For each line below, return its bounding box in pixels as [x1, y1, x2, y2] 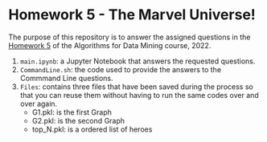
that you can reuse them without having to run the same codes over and [19, 90, 259, 99]
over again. [19, 99, 58, 108]
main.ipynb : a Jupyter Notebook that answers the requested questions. [19, 56, 256, 66]
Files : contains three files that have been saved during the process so [19, 82, 253, 91]
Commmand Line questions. [19, 73, 113, 83]
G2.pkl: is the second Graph [31, 116, 125, 125]
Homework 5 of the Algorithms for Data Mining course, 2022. [8, 40, 212, 50]
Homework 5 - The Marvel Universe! [8, 6, 256, 24]
